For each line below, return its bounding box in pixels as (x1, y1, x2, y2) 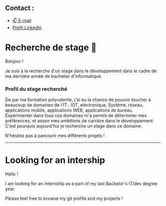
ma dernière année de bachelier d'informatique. (5, 73, 102, 79)
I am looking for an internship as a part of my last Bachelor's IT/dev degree (5, 180, 158, 186)
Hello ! (5, 171, 18, 177)
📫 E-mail (12, 17, 32, 23)
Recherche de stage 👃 (5, 42, 97, 53)
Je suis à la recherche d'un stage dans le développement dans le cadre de (5, 68, 157, 74)
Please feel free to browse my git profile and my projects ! (5, 195, 123, 201)
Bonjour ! (5, 58, 24, 64)
